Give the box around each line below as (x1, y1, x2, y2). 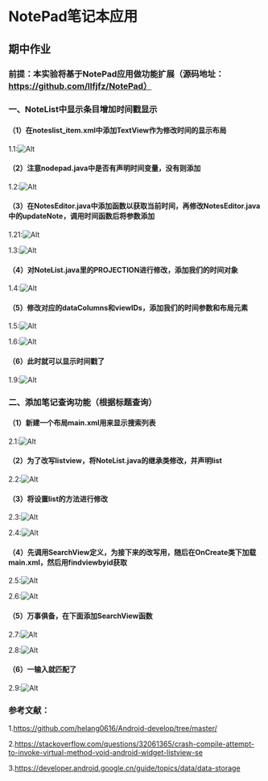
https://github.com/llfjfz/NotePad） (8, 80, 152, 91)
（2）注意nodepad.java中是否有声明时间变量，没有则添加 (8, 163, 201, 173)
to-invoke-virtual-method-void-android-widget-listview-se (8, 748, 204, 758)
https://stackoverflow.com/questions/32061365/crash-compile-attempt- (14, 739, 255, 749)
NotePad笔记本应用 (8, 7, 138, 26)
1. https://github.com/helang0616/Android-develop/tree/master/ (8, 724, 217, 733)
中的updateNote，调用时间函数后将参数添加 (8, 211, 155, 221)
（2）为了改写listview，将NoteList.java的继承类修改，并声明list (8, 456, 223, 466)
